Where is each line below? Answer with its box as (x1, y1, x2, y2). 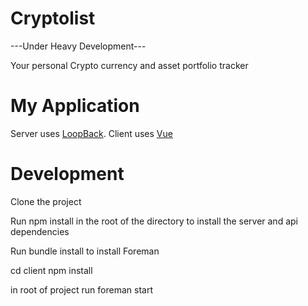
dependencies (10, 225, 70, 237)
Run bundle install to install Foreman (10, 245, 160, 257)
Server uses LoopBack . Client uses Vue (10, 127, 173, 139)
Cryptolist (10, 7, 96, 30)
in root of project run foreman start (10, 283, 153, 296)
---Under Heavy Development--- (10, 40, 147, 52)
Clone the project (10, 195, 82, 207)
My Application (10, 95, 140, 117)
